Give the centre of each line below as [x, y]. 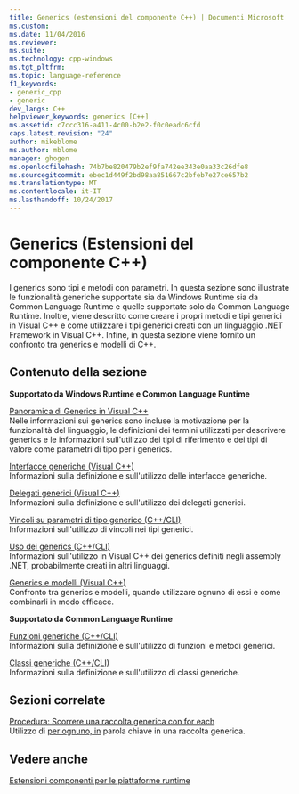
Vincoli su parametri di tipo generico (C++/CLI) [95, 520]
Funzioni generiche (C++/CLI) [64, 636]
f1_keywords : [33, 84]
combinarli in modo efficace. [61, 602]
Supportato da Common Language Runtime [91, 618]
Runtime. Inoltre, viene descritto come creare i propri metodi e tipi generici [145, 315]
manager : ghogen [39, 158]
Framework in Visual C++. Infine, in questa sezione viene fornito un [133, 334]
